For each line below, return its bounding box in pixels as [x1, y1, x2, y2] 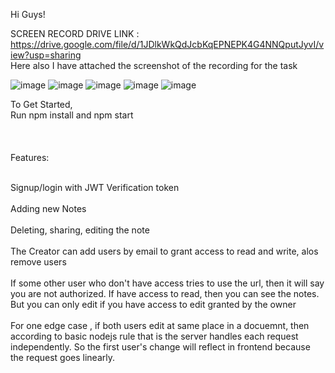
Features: [10, 152, 50, 163]
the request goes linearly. [10, 352, 115, 363]
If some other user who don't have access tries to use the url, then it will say [10, 277, 325, 289]
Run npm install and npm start [10, 109, 134, 121]
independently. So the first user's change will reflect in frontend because [10, 341, 311, 353]
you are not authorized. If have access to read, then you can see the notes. [10, 288, 320, 299]
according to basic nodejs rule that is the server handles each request [10, 330, 299, 342]
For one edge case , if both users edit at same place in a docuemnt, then [10, 320, 310, 331]
